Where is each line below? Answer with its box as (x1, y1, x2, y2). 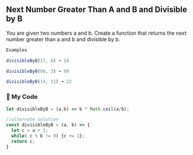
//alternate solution (6, 117, 59, 123)
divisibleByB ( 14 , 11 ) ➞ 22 (6, 79, 72, 85)
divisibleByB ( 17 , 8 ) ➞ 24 (6, 58, 69, 63)
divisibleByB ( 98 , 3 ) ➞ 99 (6, 68, 69, 74)
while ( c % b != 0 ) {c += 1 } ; (11, 133, 85, 139)
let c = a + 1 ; (11, 127, 49, 134)
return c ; (11, 138, 35, 144)
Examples (6, 47, 27, 53)
